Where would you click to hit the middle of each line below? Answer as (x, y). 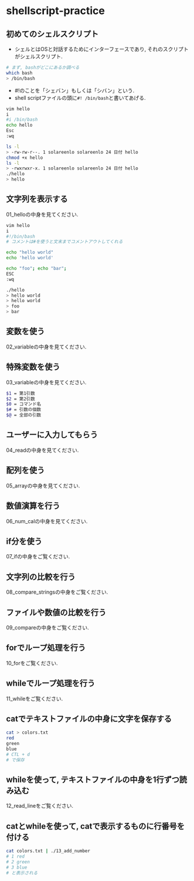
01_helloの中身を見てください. (42, 214)
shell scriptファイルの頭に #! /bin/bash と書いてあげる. (80, 97)
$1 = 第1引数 (21, 393)
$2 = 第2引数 (21, 399)
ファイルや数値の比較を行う (56, 612)
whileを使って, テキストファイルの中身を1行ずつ (93, 780)
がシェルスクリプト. (38, 56)
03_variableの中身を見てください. (46, 382)
